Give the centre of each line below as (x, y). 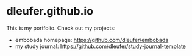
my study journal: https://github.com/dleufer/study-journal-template (100, 46)
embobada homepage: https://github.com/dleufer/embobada (92, 40)
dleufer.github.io (50, 11)
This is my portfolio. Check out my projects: (61, 28)
